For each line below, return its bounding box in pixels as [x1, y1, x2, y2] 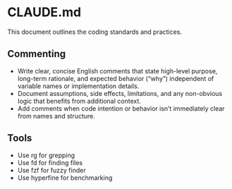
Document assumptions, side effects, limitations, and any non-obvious [17, 89, 223, 97]
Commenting [7, 48, 66, 60]
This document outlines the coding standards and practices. [7, 28, 182, 36]
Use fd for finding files [17, 158, 83, 166]
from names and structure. [17, 111, 95, 120]
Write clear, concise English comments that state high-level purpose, [17, 66, 218, 75]
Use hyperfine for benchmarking [17, 173, 113, 182]
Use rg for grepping [17, 151, 75, 159]
